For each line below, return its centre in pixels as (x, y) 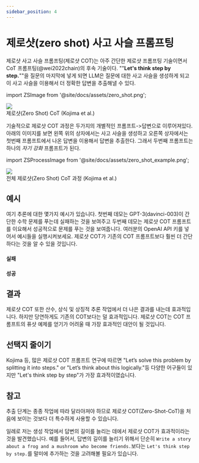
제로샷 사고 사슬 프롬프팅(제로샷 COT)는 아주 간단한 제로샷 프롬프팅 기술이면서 (97, 61)
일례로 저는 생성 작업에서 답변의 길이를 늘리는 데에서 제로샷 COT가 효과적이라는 (98, 431)
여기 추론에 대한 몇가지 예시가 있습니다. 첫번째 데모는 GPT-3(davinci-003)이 (95, 214)
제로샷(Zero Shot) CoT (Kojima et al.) (50, 113)
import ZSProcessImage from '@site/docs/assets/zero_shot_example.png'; (98, 160)
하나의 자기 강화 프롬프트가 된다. (44, 148)
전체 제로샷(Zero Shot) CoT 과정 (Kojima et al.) (61, 178)
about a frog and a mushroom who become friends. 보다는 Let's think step (98, 446)
